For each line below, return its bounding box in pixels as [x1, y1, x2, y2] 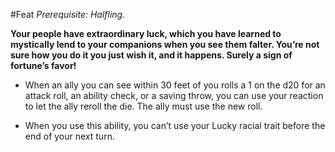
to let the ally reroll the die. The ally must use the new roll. [24, 100, 263, 112]
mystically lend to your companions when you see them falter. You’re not [10, 39, 320, 50]
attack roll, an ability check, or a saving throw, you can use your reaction [24, 90, 324, 101]
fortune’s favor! [10, 60, 77, 71]
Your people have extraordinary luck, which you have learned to [10, 28, 282, 39]
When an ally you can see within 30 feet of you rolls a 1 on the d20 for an [24, 79, 326, 91]
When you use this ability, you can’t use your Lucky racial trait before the [24, 120, 326, 131]
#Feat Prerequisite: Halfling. [10, 9, 126, 20]
